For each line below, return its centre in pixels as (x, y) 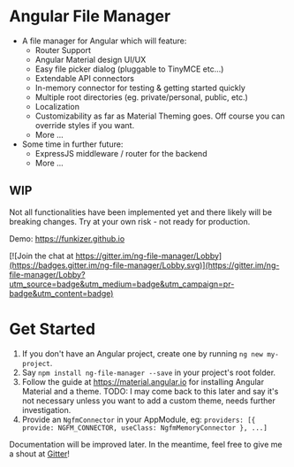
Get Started (52, 329)
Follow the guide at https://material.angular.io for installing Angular (143, 381)
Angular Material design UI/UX (90, 59)
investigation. (46, 410)
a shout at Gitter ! (40, 454)
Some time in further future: (72, 144)
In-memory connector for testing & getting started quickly (140, 88)
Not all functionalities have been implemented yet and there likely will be (140, 212)
